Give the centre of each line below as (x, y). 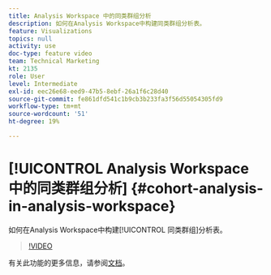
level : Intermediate (43, 84)
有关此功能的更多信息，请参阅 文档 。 (69, 262)
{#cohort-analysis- (197, 189)
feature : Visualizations (50, 31)
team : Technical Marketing (54, 62)
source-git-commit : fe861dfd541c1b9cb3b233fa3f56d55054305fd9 (116, 99)
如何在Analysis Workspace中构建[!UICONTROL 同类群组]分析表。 (118, 230)
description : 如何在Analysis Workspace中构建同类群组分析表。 (107, 24)
